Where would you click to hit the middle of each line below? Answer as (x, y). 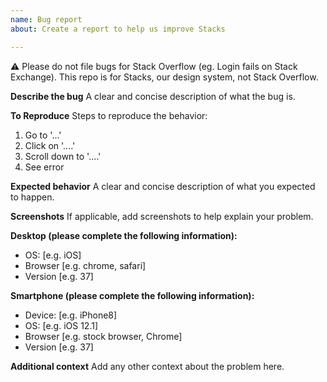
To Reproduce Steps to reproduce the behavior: (109, 115)
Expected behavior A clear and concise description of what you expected (163, 186)
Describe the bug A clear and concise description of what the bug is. (153, 96)
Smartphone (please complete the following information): (132, 295)
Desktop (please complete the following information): (124, 235)
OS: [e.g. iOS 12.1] (61, 325)
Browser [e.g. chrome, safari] (85, 265)
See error (44, 167)
